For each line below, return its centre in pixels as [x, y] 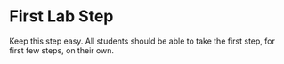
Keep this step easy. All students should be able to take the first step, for [142, 41]
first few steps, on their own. [61, 50]
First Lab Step [61, 16]
